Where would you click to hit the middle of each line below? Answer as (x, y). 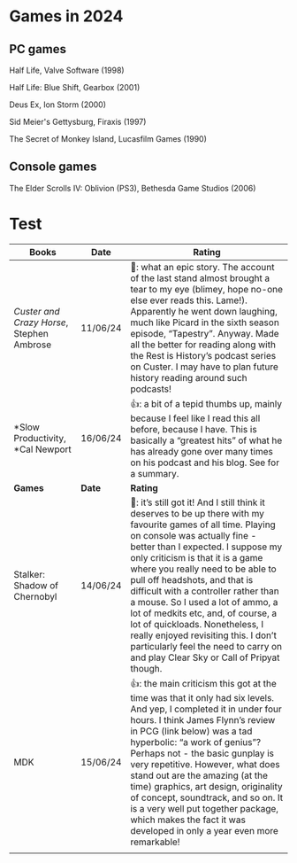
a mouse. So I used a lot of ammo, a (204, 602)
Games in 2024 (66, 16)
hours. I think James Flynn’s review (203, 719)
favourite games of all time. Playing (203, 525)
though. (146, 668)
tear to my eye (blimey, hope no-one (207, 289)
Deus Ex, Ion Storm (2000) (58, 105)
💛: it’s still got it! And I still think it (198, 502)
